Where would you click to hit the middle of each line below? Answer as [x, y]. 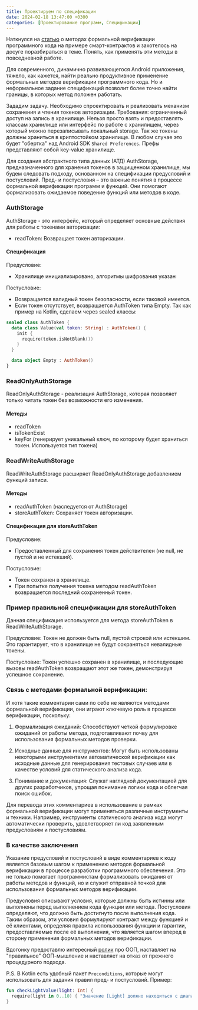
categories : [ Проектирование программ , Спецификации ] [74, 22]
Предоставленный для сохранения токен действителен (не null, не [99, 551]
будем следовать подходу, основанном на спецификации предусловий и [98, 174]
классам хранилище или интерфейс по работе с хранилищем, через [93, 125]
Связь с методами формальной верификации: [77, 690]
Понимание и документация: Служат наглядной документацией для [101, 781]
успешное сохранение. [35, 675]
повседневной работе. [35, 58]
